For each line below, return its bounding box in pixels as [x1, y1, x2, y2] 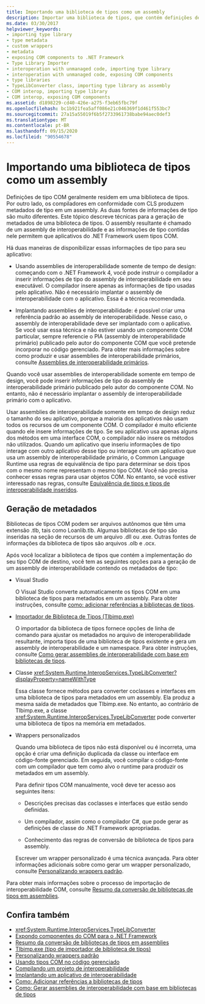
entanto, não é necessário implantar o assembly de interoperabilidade [6, 390, 182, 397]
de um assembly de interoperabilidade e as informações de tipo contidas [6, 225, 190, 233]
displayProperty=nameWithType [15, 675, 96, 683]
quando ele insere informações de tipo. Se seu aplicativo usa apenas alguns [6, 427, 198, 435]
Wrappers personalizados [15, 731, 81, 739]
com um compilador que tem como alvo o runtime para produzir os [15, 763, 184, 770]
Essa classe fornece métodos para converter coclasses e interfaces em [15, 687, 196, 694]
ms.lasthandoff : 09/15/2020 [6, 128, 78, 134]
